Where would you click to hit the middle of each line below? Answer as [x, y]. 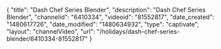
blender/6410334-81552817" [47, 39]
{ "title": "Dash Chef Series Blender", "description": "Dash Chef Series [106, 10]
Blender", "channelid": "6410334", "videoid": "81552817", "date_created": [110, 17]
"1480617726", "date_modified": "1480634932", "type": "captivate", [103, 24]
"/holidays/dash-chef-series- [138, 31]
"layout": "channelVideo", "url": [51, 31]
